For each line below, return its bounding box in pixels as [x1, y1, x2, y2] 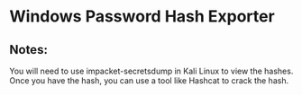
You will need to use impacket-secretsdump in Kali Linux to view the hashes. [9, 65, 294, 76]
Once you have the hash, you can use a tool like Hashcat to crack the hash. [9, 75, 289, 86]
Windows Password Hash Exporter [9, 6, 275, 27]
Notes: [9, 42, 48, 57]
